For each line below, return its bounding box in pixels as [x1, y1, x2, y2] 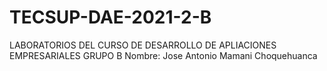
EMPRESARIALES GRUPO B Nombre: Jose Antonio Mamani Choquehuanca [9, 49, 318, 61]
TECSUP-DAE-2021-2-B [9, 6, 212, 29]
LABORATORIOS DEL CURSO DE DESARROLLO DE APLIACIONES [9, 39, 277, 51]
